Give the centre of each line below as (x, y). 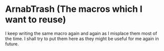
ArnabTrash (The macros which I (74, 9)
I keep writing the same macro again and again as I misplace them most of (81, 33)
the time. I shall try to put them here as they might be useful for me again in (82, 39)
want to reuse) (36, 20)
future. (12, 44)
